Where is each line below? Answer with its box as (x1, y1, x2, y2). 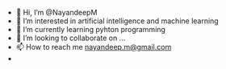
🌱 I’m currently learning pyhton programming (15, 25, 165, 34)
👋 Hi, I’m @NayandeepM (15, 8, 98, 17)
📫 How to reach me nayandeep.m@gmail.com (15, 43, 172, 51)
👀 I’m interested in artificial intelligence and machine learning (15, 16, 220, 26)
